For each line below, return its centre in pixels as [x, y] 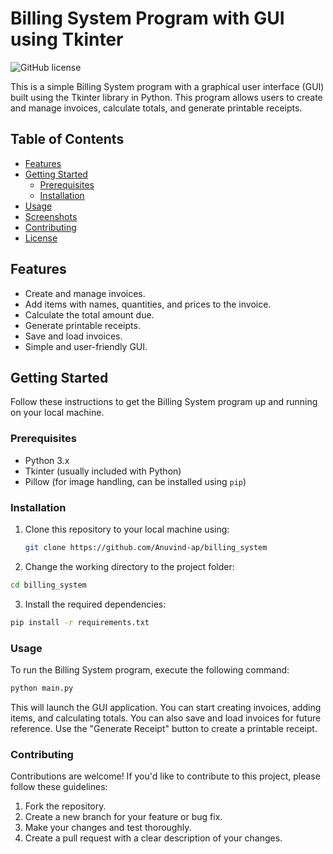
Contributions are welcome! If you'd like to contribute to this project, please [165, 776]
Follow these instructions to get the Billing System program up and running [164, 402]
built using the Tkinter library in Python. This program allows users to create [166, 97]
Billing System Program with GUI [147, 18]
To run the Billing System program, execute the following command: [150, 669]
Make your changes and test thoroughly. [108, 828]
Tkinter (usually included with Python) [103, 471]
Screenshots [51, 216]
